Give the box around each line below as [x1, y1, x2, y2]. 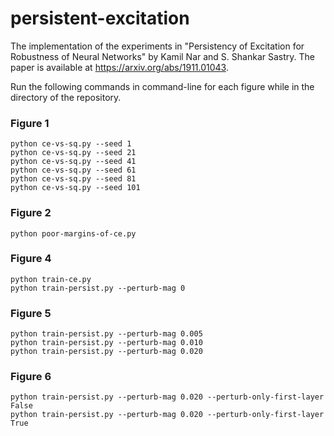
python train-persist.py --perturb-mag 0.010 [10, 338, 203, 348]
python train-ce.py [10, 274, 92, 284]
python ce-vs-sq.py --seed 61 [10, 165, 137, 176]
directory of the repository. [10, 91, 122, 103]
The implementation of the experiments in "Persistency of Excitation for [10, 40, 305, 52]
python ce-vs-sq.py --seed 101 [10, 183, 141, 193]
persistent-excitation [10, 7, 190, 30]
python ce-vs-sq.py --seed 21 [10, 148, 137, 158]
